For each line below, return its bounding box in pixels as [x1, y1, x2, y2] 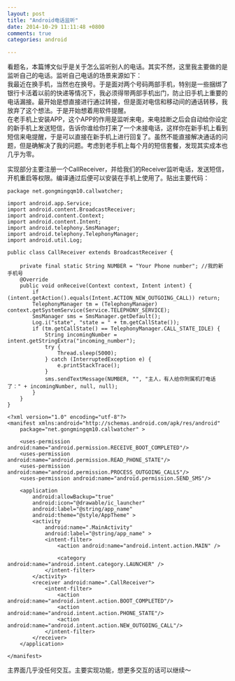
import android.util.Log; [7, 237, 83, 244]
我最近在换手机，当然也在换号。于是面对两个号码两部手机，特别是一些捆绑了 [7, 80, 228, 88]
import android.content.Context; [7, 212, 105, 219]
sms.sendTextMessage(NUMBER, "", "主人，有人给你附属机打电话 [44, 376, 216, 383]
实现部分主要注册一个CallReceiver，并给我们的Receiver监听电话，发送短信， [7, 165, 228, 174]
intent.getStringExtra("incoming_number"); [7, 338, 136, 345]
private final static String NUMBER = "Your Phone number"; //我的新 [20, 263, 224, 270]
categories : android [7, 36, 68, 43]
